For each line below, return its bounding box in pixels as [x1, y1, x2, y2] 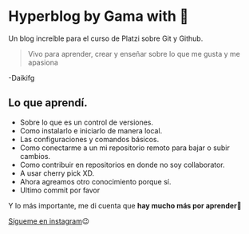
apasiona [27, 58, 58, 67]
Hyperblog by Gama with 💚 [8, 7, 189, 26]
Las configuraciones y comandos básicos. [19, 134, 160, 144]
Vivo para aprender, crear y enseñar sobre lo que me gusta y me [27, 49, 241, 58]
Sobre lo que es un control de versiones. [19, 117, 154, 127]
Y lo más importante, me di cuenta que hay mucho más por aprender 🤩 [8, 200, 242, 210]
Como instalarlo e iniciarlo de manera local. [19, 125, 163, 135]
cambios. [19, 151, 50, 161]
